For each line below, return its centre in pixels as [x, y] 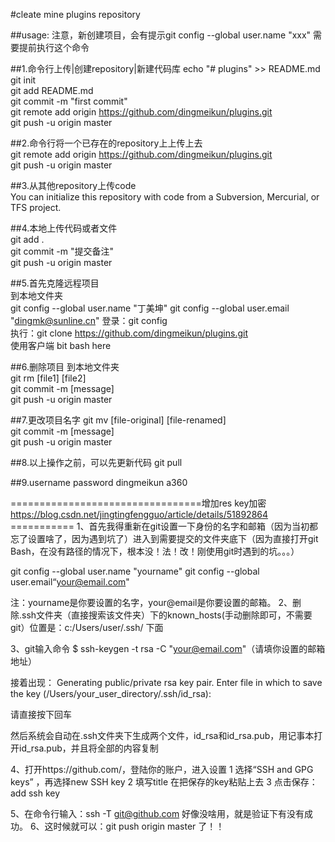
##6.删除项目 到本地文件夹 [65, 367]
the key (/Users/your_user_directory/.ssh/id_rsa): [111, 693]
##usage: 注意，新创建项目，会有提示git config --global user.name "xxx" [161, 35]
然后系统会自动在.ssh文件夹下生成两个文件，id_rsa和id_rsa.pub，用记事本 [162, 735]
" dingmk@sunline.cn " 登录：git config [89, 320]
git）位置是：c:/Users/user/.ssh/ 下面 [87, 627]
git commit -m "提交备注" [62, 251]
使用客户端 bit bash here [61, 345]
